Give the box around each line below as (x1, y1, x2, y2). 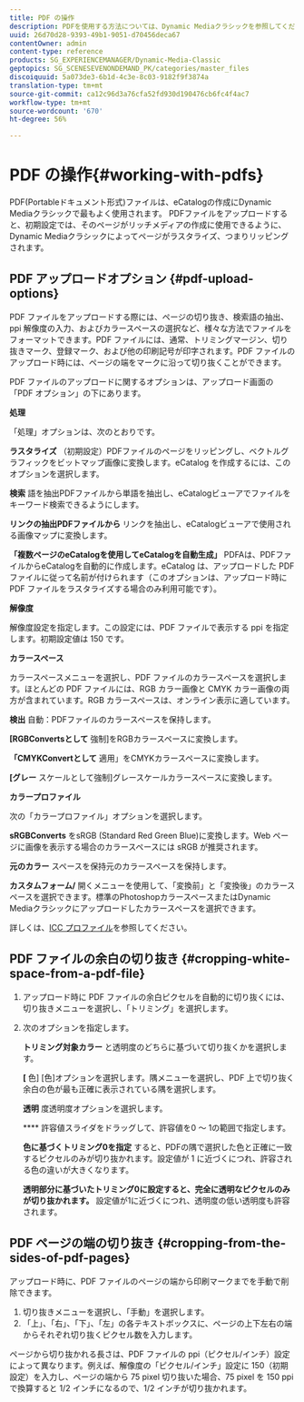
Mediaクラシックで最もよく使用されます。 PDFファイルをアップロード (9, 208, 272, 219)
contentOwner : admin (9, 38, 88, 48)
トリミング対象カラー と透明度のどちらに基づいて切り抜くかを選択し (22, 1041, 279, 1052)
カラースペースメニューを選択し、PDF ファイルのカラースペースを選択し (9, 671, 279, 682)
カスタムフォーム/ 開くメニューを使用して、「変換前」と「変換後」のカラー (9, 880, 288, 891)
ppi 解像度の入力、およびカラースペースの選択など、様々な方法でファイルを (9, 322, 292, 333)
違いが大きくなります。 (46, 1164, 134, 1175)
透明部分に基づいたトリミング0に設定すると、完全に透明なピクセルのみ (22, 1184, 290, 1195)
